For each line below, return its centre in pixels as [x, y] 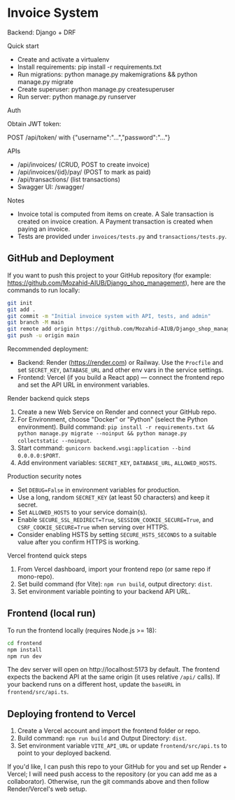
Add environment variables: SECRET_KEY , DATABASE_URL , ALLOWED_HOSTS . [117, 463]
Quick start [23, 46]
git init [20, 303]
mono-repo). [36, 577]
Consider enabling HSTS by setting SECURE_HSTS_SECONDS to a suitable [117, 535]
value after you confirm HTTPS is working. [78, 542]
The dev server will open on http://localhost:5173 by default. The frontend [114, 670]
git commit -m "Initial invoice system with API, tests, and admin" [109, 316]
